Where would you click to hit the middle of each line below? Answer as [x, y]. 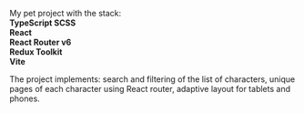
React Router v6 [41, 42]
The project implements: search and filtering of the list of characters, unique [152, 79]
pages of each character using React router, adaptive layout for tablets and [150, 89]
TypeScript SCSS [43, 23]
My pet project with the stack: [66, 13]
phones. [25, 98]
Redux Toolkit [36, 52]
